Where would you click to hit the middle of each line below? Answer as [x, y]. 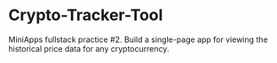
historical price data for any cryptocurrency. [89, 48]
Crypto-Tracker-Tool [86, 15]
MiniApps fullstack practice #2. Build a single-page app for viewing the [138, 39]
